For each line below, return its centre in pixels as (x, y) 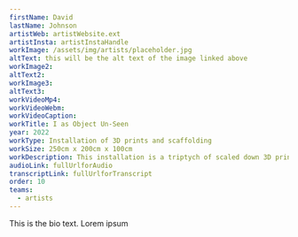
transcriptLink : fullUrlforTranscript (81, 173)
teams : (21, 190)
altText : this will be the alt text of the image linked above (129, 58)
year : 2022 (29, 133)
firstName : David (41, 17)
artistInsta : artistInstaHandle (69, 42)
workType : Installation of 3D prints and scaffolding (111, 141)
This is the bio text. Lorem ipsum (69, 223)
